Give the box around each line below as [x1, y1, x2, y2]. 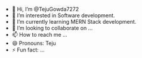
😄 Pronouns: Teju [11, 40, 57, 47]
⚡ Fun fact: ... [11, 46, 45, 53]
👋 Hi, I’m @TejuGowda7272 [11, 6, 79, 12]
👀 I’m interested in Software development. [11, 12, 115, 19]
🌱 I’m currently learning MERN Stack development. [11, 18, 137, 25]
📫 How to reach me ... [11, 31, 67, 38]
